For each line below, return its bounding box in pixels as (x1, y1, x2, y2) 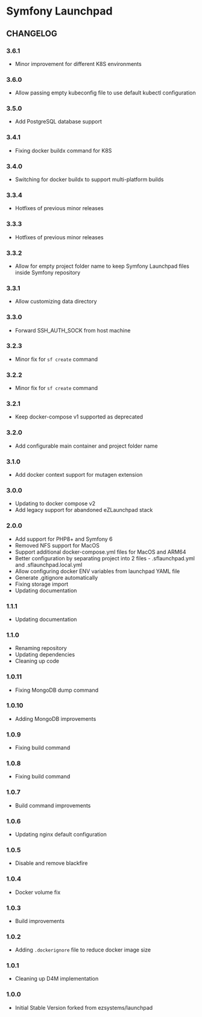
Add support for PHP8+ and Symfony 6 (14, 535, 113, 543)
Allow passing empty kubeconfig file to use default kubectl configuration (14, 89, 196, 96)
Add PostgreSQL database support (14, 118, 103, 125)
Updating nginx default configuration (14, 831, 107, 838)
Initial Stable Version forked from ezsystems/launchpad (14, 1004, 153, 1011)
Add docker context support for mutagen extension (14, 471, 143, 479)
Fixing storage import (14, 580, 69, 588)
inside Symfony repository (14, 268, 81, 276)
